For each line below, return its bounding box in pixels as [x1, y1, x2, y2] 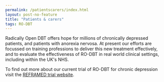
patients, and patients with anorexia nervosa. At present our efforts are [5, 41, 152, 47]
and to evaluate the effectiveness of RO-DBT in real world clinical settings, [5, 51, 159, 57]
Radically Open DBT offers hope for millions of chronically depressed [5, 35, 148, 41]
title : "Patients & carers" [5, 17, 64, 22]
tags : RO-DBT [5, 21, 33, 27]
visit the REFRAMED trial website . [5, 71, 74, 78]
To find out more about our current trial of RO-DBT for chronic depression [5, 66, 158, 72]
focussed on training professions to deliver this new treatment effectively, [5, 46, 158, 52]
